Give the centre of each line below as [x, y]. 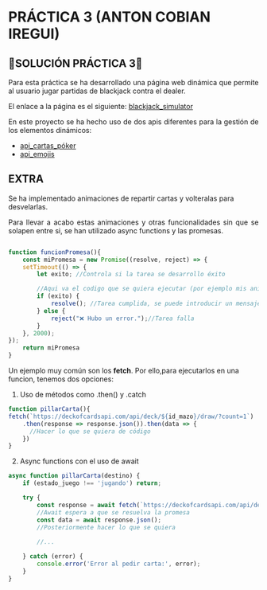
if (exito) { [58, 296]
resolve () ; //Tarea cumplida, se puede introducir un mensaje [156, 304]
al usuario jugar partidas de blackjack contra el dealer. [97, 91]
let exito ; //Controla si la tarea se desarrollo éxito [131, 275]
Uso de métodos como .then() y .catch [83, 395]
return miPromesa [51, 348]
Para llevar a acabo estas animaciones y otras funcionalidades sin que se [133, 222]
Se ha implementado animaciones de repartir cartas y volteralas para [121, 198]
